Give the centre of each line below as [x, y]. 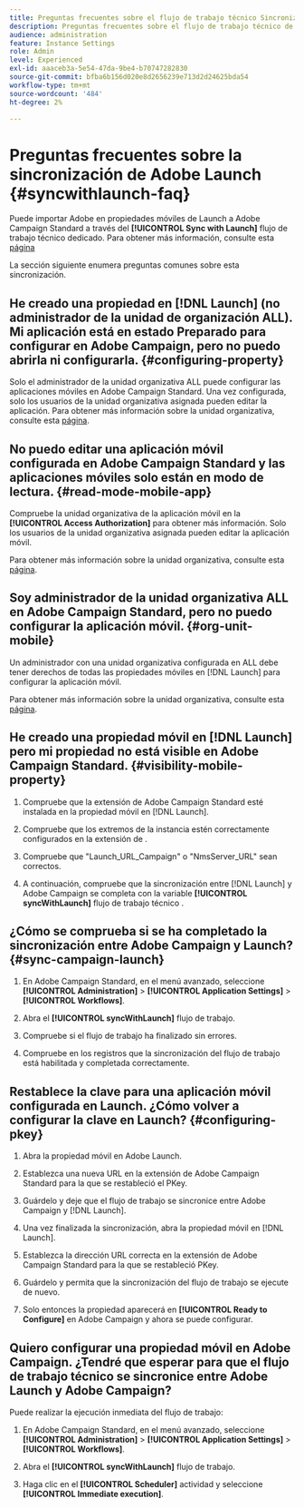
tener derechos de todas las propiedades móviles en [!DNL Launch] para [145, 671]
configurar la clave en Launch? [98, 1120]
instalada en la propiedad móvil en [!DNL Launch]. [116, 811]
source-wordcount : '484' [56, 93]
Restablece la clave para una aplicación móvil [140, 1091]
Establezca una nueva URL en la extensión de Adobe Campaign [141, 1174]
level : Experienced [46, 60]
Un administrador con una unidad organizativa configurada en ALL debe [144, 662]
